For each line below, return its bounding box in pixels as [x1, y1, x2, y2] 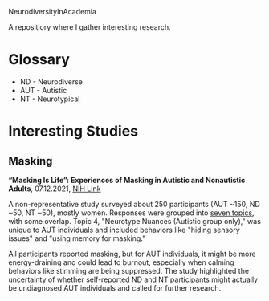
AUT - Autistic [19, 85, 67, 95]
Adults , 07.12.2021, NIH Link [8, 184, 101, 193]
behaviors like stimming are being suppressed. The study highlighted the [8, 266, 250, 275]
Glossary [8, 51, 71, 69]
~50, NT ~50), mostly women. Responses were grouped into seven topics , [8, 208, 255, 218]
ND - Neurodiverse [19, 76, 83, 87]
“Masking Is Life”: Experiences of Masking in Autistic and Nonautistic [8, 175, 246, 185]
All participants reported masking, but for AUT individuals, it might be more [8, 249, 256, 258]
